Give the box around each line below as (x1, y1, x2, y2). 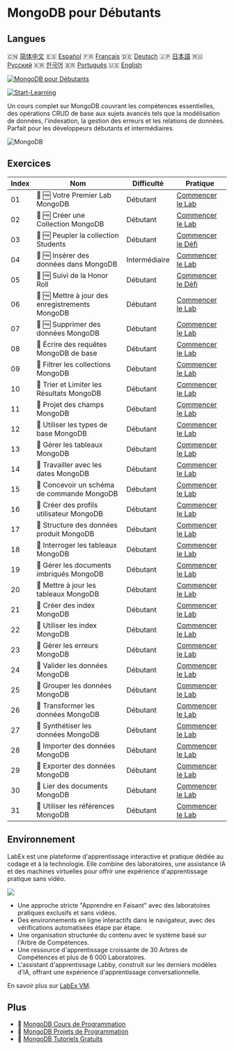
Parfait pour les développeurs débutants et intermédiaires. (7, 124, 175, 132)
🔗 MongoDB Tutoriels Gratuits (17, 1035, 103, 1043)
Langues (7, 33, 46, 45)
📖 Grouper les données (36, 681, 112, 690)
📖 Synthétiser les (36, 720, 92, 730)
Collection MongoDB (36, 219, 104, 228)
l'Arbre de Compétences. (17, 938, 89, 947)
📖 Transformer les (36, 700, 95, 710)
